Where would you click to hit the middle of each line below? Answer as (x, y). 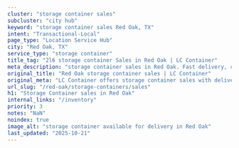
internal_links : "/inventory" (52, 100)
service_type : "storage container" (60, 54)
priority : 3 (25, 107)
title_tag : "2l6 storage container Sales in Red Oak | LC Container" (113, 60)
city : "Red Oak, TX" (38, 47)
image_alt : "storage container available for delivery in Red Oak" (110, 126)
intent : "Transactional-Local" (54, 34)
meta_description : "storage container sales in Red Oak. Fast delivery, (117, 67)
